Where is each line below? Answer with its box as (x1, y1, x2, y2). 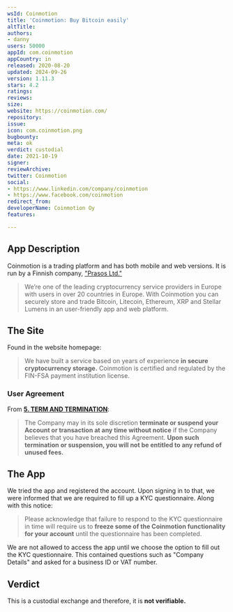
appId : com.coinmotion (7, 49, 73, 56)
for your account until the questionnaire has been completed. (24, 530, 202, 538)
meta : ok (7, 140, 33, 147)
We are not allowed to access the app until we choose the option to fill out (7, 543, 220, 551)
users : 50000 (7, 43, 45, 49)
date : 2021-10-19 (7, 153, 58, 160)
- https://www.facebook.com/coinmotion (7, 192, 123, 199)
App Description (7, 243, 80, 255)
